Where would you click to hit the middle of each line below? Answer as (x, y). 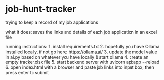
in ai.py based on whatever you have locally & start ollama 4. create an (77, 57)
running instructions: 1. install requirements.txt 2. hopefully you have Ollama (82, 46)
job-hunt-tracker (41, 9)
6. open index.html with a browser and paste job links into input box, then (80, 67)
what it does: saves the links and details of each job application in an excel (81, 32)
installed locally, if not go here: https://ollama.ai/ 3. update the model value (81, 52)
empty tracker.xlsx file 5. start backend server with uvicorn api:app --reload (82, 62)
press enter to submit (27, 72)
